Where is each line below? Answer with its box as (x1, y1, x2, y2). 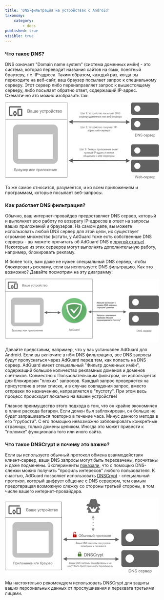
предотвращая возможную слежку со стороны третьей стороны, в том (5, 483, 155, 489)
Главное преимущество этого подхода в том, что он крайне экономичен (5, 403, 158, 408)
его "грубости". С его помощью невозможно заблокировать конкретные (5, 418, 158, 424)
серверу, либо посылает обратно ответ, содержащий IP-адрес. (5, 87, 138, 93)
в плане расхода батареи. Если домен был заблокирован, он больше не (5, 408, 156, 414)
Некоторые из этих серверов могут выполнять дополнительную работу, (5, 244, 157, 250)
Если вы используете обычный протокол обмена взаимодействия (5, 452, 143, 458)
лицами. (5, 590, 22, 596)
